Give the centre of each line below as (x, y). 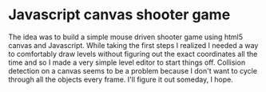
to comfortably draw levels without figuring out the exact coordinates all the (133, 54)
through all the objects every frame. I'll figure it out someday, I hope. (121, 79)
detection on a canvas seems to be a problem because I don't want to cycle (133, 70)
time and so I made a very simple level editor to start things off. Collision (127, 62)
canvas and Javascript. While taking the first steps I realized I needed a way (133, 45)
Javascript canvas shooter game (119, 15)
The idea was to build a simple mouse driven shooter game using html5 (126, 37)
